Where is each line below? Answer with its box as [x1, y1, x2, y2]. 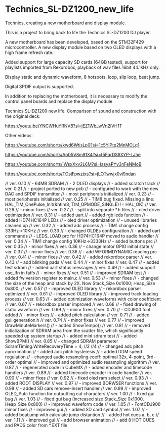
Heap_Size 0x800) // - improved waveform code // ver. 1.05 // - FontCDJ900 [5, 401, 161, 407]
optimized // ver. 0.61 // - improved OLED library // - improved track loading [5, 290, 158, 296]
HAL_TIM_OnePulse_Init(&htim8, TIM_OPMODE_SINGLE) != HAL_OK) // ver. [5, 201, 157, 207]
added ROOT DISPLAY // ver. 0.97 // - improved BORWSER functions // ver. [5, 380, 158, 386]
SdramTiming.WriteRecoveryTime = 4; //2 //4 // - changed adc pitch [5, 343, 144, 349]
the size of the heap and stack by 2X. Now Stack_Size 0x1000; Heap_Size [5, 280, 156, 286]
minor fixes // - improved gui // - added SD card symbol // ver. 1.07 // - [5, 406, 148, 412]
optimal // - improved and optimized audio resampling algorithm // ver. [17, 359, 160, 365]
